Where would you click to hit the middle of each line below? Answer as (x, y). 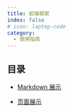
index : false (26, 20)
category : (21, 33)
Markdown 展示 (39, 86)
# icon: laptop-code (37, 26)
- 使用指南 (27, 39)
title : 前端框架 (28, 13)
